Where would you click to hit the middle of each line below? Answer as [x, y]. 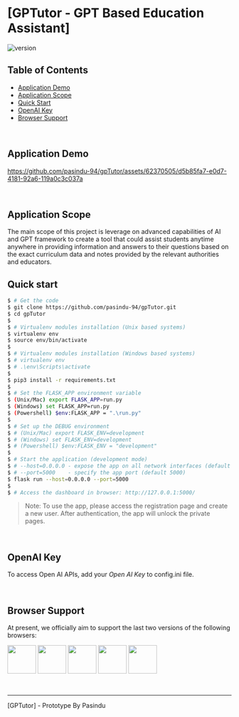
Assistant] [39, 28]
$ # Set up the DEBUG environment [59, 426]
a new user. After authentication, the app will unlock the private [117, 514]
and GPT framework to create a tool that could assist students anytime [111, 239]
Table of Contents [48, 70]
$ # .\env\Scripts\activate [49, 367]
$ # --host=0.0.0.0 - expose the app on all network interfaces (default [119, 466]
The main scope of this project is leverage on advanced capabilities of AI [114, 232]
